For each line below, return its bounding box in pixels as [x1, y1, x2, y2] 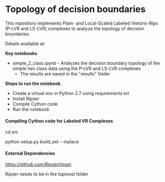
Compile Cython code [12, 101, 58, 107]
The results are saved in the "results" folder [20, 70, 110, 76]
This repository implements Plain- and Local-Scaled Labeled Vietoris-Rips [5, 20, 158, 26]
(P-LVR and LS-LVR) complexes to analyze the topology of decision [5, 25, 144, 31]
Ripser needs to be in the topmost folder [5, 171, 89, 177]
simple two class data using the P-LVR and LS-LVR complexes [12, 65, 141, 71]
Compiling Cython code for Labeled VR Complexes [5, 118, 113, 124]
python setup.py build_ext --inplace [5, 139, 79, 145]
